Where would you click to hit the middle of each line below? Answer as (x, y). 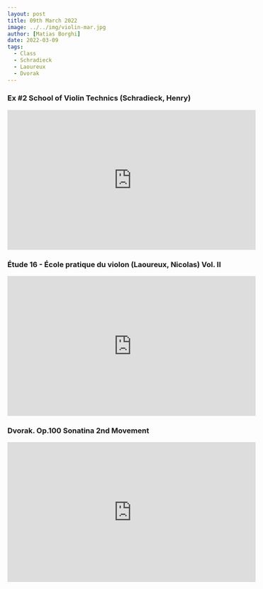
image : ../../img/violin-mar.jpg (57, 27)
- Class (25, 54)
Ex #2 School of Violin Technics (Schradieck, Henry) (99, 98)
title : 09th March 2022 (43, 21)
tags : (15, 47)
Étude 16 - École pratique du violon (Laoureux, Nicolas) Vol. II (114, 264)
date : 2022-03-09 (33, 40)
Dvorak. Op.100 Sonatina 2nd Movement (78, 431)
